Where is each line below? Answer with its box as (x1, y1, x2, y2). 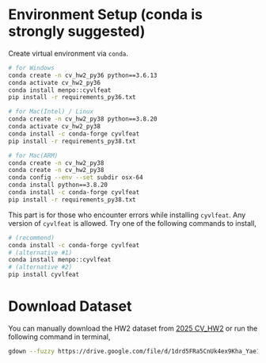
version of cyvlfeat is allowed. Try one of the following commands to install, (8, 218, 257, 227)
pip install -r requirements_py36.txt (8, 94, 136, 101)
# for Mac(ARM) (8, 151, 59, 159)
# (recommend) (8, 234, 55, 242)
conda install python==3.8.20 (8, 181, 108, 189)
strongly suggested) (8, 22, 146, 40)
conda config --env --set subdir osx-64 (8, 174, 144, 181)
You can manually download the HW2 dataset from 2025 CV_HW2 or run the (8, 323, 258, 333)
